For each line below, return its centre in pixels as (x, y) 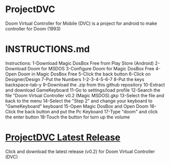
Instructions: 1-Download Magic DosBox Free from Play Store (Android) (79, 63)
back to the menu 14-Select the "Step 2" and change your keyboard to (79, 101)
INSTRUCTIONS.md (47, 49)
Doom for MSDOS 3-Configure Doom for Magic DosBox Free (91, 68)
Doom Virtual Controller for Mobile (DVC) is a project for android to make (81, 23)
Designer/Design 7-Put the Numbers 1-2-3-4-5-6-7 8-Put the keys (75, 79)
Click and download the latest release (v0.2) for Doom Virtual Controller (80, 151)
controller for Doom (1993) (33, 28)
